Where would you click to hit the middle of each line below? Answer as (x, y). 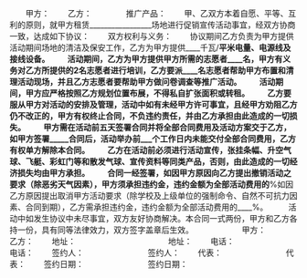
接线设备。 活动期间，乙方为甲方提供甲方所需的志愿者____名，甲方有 (146, 59)
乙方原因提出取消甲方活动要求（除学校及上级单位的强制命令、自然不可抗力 (149, 196)
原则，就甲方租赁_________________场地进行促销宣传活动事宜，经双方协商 (160, 25)
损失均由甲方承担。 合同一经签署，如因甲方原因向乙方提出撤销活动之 (154, 173)
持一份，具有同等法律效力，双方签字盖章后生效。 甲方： (138, 230)
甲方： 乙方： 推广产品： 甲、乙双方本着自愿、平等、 (157, 13)
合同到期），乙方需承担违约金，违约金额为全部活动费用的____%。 (147, 207)
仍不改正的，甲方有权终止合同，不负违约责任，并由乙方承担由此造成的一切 (149, 116)
